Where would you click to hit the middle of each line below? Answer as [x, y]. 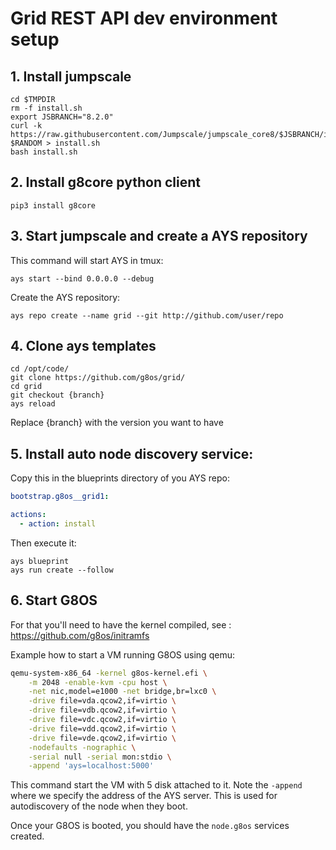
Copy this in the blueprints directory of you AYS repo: [120, 478]
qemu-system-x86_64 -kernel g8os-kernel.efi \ [109, 673]
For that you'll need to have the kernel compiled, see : [121, 624]
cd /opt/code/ [40, 369]
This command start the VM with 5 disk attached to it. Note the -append [156, 785]
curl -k [26, 126]
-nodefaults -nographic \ [82, 747]
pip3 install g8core [53, 205]
